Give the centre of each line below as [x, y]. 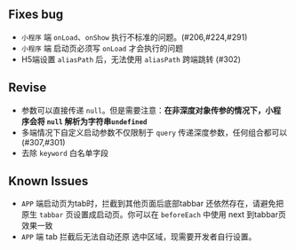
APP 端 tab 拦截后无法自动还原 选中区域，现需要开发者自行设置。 [139, 237]
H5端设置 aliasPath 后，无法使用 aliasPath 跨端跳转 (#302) [131, 59]
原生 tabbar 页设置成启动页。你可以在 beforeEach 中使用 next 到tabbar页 [153, 215]
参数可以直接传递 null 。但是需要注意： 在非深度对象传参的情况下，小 [147, 110]
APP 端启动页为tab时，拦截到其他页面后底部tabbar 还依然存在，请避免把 [152, 204]
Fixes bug [36, 15]
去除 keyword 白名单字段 [64, 152]
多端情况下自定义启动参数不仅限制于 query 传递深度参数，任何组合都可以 [154, 132]
